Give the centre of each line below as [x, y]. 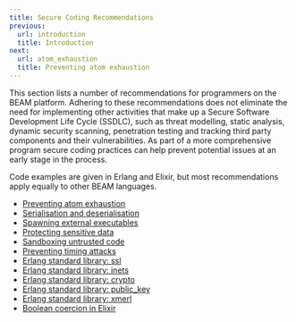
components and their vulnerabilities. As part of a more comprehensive [140, 140]
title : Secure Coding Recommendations [81, 17]
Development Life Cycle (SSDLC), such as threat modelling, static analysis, [147, 121]
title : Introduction [55, 42]
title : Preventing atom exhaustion [84, 68]
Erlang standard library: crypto [79, 279]
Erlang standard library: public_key [86, 289]
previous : [28, 26]
